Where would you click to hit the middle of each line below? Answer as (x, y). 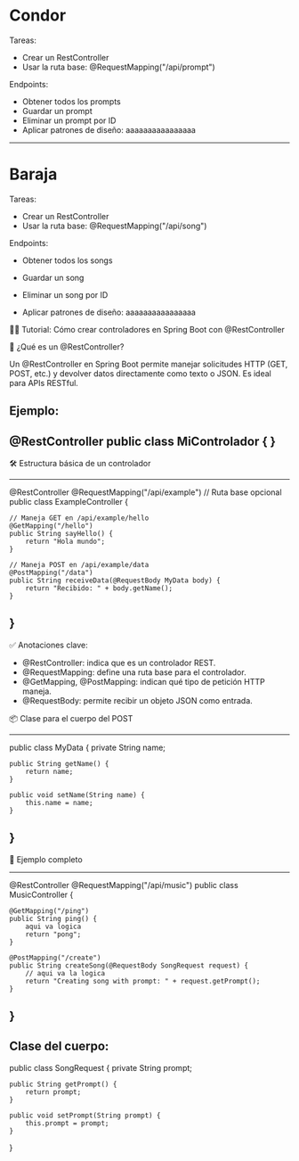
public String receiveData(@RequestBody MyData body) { (115, 580)
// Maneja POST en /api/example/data (79, 565)
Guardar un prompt (57, 111)
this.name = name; (59, 803)
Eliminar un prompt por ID (69, 120)
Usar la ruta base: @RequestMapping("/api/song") (114, 226)
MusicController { (41, 894)
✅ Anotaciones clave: (48, 645)
